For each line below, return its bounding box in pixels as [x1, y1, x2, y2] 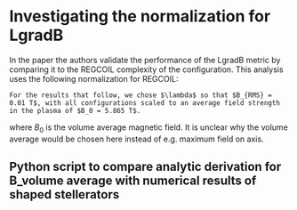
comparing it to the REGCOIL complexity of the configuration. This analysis [9, 64, 284, 75]
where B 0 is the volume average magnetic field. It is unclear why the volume [9, 122, 289, 134]
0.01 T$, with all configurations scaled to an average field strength [9, 98, 280, 108]
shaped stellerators [9, 187, 120, 202]
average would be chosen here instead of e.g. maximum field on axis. [9, 133, 264, 144]
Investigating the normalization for [9, 6, 271, 27]
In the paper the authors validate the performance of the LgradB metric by [9, 54, 281, 65]
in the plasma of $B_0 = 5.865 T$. [9, 106, 141, 115]
